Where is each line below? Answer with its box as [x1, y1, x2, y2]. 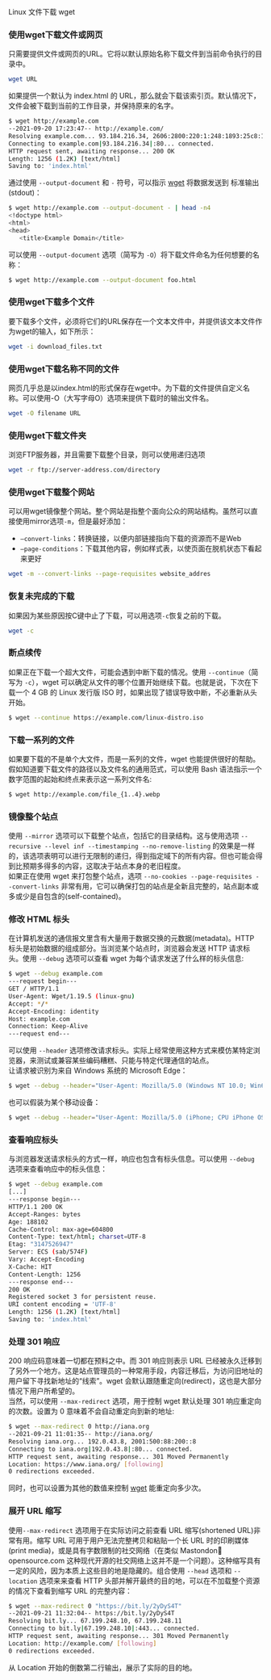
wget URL [8, 75, 38, 83]
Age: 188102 [8, 1218, 48, 1226]
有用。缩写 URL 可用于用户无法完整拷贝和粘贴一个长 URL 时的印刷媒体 [15, 1535, 249, 1545]
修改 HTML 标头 [8, 913, 70, 925]
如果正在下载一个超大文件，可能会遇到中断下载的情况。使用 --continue [8, 667, 244, 677]
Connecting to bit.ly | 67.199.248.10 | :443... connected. [8, 1624, 200, 1633]
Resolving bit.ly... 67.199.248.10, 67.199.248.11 [8, 1617, 182, 1625]
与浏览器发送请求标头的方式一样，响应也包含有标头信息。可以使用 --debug [8, 1154, 256, 1164]
